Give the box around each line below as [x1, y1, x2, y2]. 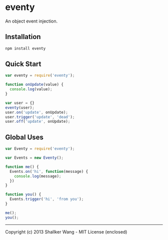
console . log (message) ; [14, 173, 61, 179]
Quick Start [5, 60, 41, 69]
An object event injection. [5, 18, 58, 24]
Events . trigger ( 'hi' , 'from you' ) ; [9, 197, 84, 202]
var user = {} [5, 100, 35, 105]
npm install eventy [5, 46, 46, 51]
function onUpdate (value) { [5, 82, 64, 87]
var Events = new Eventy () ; [5, 155, 64, 160]
